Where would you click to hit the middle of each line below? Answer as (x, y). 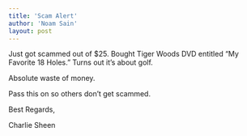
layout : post (30, 31)
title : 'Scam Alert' (43, 16)
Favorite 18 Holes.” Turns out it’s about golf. (81, 62)
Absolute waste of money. (52, 79)
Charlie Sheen (32, 125)
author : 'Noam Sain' (43, 23)
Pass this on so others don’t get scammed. (80, 94)
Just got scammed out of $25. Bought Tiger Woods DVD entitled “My (123, 54)
